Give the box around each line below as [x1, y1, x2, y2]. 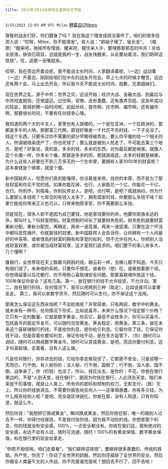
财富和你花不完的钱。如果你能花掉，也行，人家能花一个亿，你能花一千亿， [9, 181, 163, 187]
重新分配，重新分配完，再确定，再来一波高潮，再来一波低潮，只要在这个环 [5, 223, 158, 229]
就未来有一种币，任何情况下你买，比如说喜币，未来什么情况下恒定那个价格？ [5, 307, 163, 313]
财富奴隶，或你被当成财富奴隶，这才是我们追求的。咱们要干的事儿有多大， [9, 242, 163, 248]
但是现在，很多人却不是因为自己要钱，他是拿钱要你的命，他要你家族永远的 [5, 211, 158, 217]
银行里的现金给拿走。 [22, 435, 66, 441]
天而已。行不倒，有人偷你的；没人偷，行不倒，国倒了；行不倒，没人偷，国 [5, 362, 158, 368]
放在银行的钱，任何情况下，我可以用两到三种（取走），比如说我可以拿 [13, 284, 156, 290]
